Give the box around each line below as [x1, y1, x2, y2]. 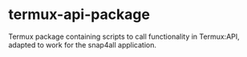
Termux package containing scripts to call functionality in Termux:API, [8, 32, 241, 41]
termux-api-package [8, 6, 151, 24]
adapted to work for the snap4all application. [8, 40, 156, 49]
